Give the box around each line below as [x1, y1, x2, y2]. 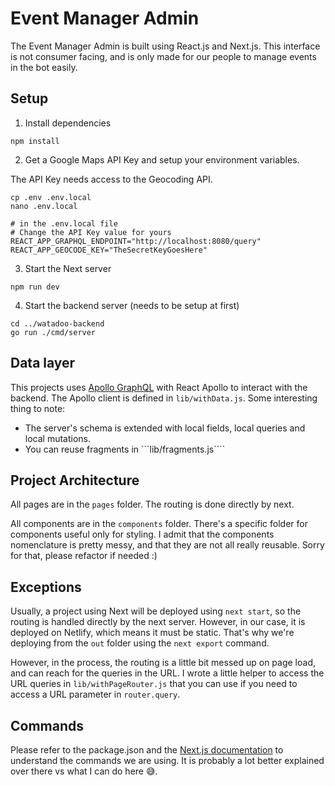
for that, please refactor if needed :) [10, 550, 158, 562]
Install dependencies [24, 117, 112, 129]
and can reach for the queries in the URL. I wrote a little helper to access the [10, 667, 325, 679]
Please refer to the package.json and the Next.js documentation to [10, 744, 284, 756]
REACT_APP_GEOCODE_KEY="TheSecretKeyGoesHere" [10, 245, 208, 255]
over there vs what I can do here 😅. [10, 765, 158, 777]
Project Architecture [10, 472, 140, 489]
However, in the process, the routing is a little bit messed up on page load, [10, 657, 317, 669]
